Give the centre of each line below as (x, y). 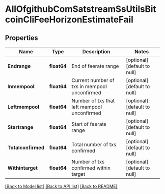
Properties (22, 38)
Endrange (19, 66)
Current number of (93, 80)
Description (96, 52)
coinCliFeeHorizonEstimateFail (69, 19)
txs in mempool (89, 86)
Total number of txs (94, 144)
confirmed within (91, 168)
